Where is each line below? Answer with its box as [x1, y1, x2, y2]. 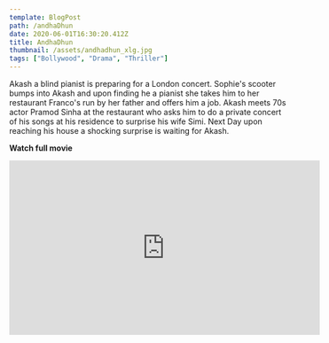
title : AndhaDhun [9, 37, 74, 47]
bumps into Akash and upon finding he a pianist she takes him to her [9, 88, 260, 98]
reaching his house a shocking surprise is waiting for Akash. [9, 126, 230, 136]
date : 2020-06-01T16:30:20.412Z [9, 29, 129, 38]
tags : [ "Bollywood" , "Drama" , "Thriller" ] [9, 54, 168, 63]
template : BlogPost [9, 12, 82, 22]
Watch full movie [9, 143, 73, 153]
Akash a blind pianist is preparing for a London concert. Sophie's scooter [9, 79, 277, 89]
